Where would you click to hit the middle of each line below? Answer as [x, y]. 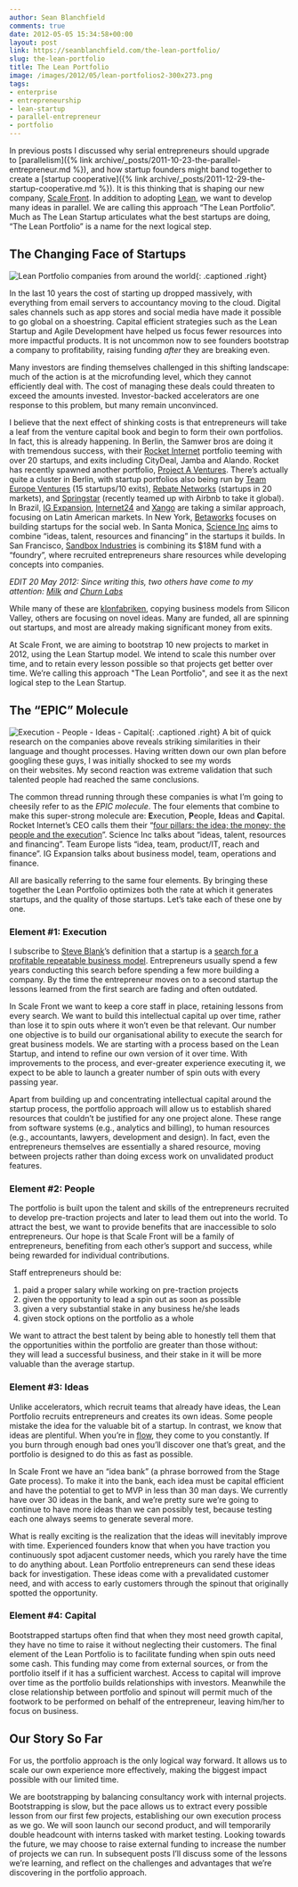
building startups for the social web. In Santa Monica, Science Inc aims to [144, 526]
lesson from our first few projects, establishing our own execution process [145, 1816]
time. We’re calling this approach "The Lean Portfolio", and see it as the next [149, 673]
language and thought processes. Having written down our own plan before [148, 751]
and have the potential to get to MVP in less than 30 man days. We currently [149, 1490]
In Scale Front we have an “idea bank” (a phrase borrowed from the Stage [145, 1471]
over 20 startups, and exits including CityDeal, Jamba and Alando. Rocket [144, 460]
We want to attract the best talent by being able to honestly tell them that [143, 1336]
